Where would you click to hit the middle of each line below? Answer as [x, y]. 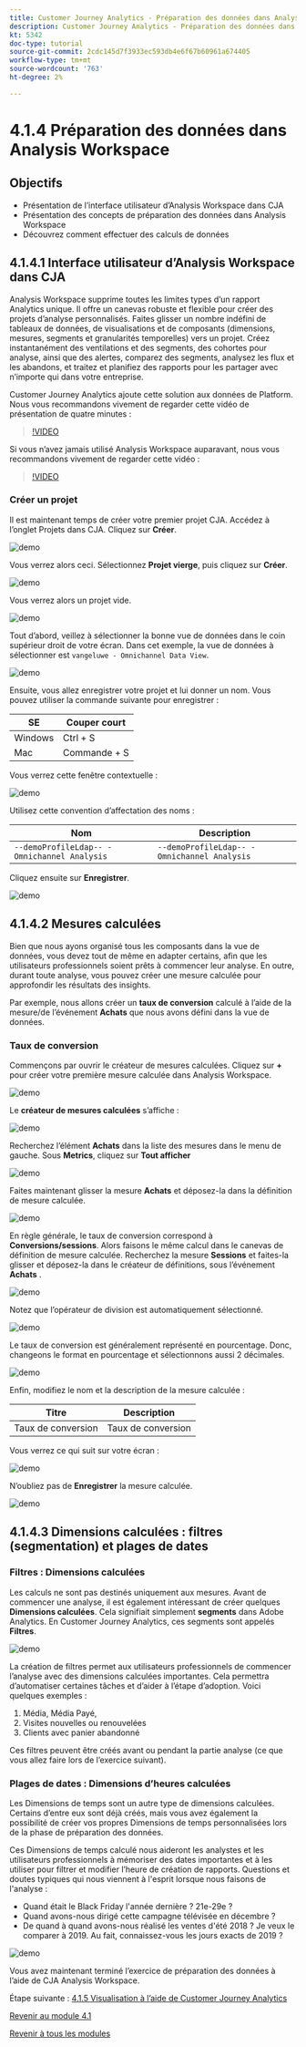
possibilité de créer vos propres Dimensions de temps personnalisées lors [148, 1822]
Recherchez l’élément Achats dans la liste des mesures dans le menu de [146, 1145]
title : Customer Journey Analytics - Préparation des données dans [140, 18]
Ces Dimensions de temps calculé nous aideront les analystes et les [137, 1850]
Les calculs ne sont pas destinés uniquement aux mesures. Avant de [138, 1592]
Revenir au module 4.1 [51, 2015]
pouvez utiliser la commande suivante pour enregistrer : [114, 699]
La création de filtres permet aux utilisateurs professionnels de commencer [150, 1666]
